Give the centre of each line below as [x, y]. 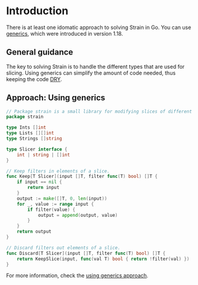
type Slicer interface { [37, 149]
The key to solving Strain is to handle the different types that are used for [95, 66]
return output [34, 232]
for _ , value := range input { [55, 204]
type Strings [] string [34, 139]
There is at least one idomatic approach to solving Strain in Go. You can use [99, 27]
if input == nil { [39, 182]
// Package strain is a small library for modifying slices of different [99, 111]
